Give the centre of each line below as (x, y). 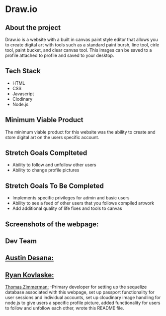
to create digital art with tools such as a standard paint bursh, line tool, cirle (82, 45)
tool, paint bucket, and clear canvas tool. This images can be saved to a (79, 50)
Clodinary (22, 99)
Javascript (23, 94)
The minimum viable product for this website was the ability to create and (80, 132)
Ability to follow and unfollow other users (54, 165)
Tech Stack (23, 71)
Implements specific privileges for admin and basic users (71, 198)
